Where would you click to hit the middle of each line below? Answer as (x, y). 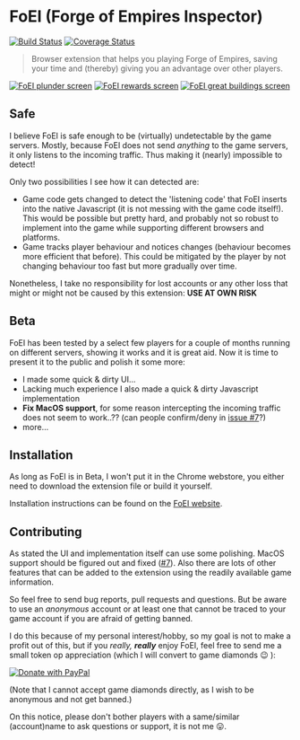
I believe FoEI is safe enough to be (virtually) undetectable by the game (140, 136)
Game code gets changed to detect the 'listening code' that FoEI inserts (154, 198)
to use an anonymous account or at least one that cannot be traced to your (148, 609)
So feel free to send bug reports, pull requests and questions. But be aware (148, 600)
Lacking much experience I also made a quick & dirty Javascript (140, 389)
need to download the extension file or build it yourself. (111, 486)
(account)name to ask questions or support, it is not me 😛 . (118, 727)
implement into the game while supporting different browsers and (143, 227)
